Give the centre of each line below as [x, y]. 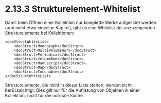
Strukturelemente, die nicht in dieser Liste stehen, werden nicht [69, 85]
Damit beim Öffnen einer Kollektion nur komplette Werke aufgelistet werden [81, 22]
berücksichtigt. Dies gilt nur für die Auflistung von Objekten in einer [72, 90]
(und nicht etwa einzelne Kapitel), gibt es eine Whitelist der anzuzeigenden [80, 27]
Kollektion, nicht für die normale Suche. [45, 95]
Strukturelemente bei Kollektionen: [40, 33]
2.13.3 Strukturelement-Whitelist [73, 9]
